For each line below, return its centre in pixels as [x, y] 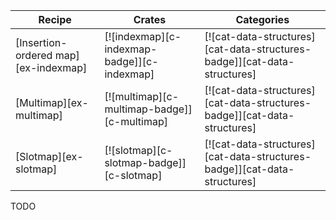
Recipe [55, 19]
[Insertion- [41, 42]
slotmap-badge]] [145, 162]
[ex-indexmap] [51, 67]
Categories [262, 19]
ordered [34, 55]
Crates [150, 19]
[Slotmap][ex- [49, 156]
